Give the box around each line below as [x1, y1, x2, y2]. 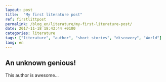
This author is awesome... [5, 72, 59, 78]
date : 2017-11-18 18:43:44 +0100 [5, 26, 76, 31]
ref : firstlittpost [5, 17, 47, 22]
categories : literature [5, 31, 56, 36]
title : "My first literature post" [5, 12, 82, 17]
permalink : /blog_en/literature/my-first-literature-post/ [5, 21, 133, 27]
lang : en [5, 40, 24, 45]
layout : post [5, 7, 33, 13]
